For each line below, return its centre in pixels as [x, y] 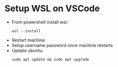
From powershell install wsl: [40, 22]
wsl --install [26, 31]
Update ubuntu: [28, 50]
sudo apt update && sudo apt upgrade [50, 59]
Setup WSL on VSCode [52, 9]
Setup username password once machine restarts [62, 45]
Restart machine [28, 40]
